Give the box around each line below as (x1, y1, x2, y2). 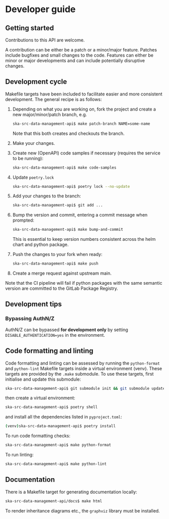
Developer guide (5, 4, 76, 15)
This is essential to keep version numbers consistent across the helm (12, 236, 156, 242)
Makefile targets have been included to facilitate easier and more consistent (5, 91, 162, 97)
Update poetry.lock (12, 174, 54, 180)
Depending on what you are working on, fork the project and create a (12, 106, 156, 112)
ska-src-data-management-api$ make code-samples (12, 165, 117, 170)
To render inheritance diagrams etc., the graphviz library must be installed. (5, 507, 160, 513)
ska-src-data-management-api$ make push (12, 261, 99, 266)
